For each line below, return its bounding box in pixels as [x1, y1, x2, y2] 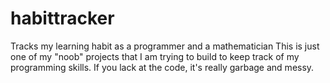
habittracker [10, 7, 115, 30]
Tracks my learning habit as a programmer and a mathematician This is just [10, 40, 320, 52]
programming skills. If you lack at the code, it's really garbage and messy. [10, 61, 315, 73]
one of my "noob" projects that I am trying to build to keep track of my [10, 50, 300, 62]
